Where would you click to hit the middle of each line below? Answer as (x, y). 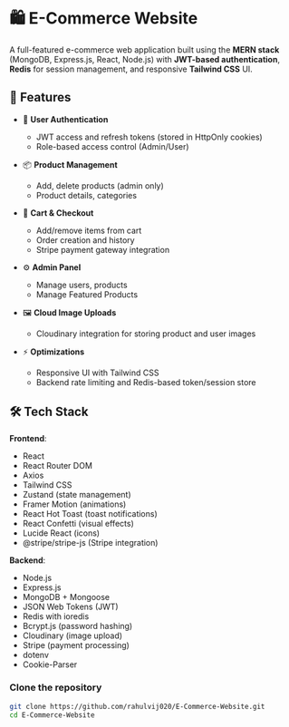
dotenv (36, 654)
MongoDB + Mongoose (66, 596)
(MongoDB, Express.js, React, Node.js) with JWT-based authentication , (145, 59)
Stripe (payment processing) (76, 645)
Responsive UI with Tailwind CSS (97, 373)
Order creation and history (85, 240)
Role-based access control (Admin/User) (112, 146)
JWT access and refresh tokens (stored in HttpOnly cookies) (149, 137)
